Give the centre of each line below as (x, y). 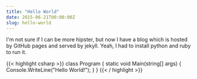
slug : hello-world (29, 23)
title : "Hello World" (33, 12)
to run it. (16, 52)
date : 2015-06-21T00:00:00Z (41, 17)
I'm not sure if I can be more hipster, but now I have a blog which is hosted (97, 40)
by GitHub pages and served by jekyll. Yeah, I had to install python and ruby (98, 46)
